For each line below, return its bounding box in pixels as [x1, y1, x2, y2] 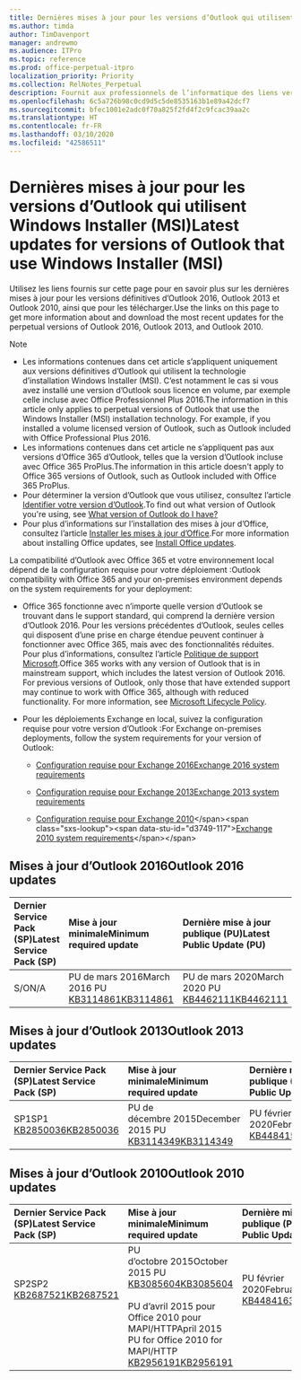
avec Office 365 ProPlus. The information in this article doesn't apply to [21, 461, 284, 471]
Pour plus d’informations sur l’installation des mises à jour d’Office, [21, 518, 269, 529]
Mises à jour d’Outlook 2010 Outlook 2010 [9, 1165, 245, 1181]
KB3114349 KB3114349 [127, 1135, 234, 1147]
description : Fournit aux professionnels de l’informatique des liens [9, 88, 279, 97]
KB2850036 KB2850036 [13, 1124, 119, 1137]
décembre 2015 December [127, 1112, 241, 1125]
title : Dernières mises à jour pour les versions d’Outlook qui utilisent [9, 13, 295, 22]
